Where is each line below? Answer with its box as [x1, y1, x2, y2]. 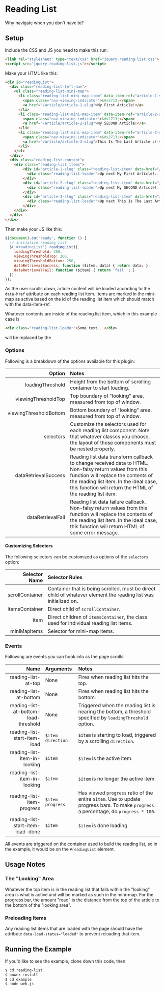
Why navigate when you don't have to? [5, 20, 84, 26]
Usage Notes [5, 860, 46, 869]
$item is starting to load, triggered [78, 732, 156, 739]
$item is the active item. [78, 755, 133, 762]
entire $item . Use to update [78, 796, 141, 803]
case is [5, 316, 20, 322]
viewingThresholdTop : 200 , [14, 254, 69, 259]
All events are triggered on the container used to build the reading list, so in [5, 841, 158, 847]
